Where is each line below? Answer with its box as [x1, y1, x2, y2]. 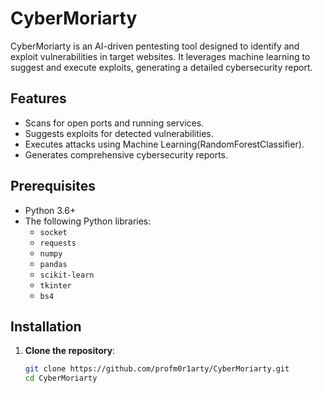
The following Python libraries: [24, 215, 152, 227]
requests [39, 238, 77, 248]
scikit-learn [39, 270, 95, 280]
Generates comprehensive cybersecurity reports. [24, 148, 228, 161]
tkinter [39, 280, 72, 291]
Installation [10, 318, 82, 335]
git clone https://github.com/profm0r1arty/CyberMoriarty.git [24, 364, 290, 374]
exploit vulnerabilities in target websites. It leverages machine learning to [10, 50, 311, 62]
